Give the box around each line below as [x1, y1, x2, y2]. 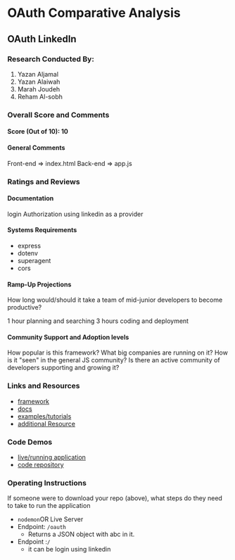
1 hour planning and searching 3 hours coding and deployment [7, 317, 189, 325]
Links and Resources [7, 381, 80, 391]
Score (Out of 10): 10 [7, 127, 68, 136]
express [17, 241, 41, 250]
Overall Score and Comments [7, 110, 110, 120]
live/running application [17, 452, 87, 462]
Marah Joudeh [17, 84, 61, 93]
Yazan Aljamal [17, 70, 58, 78]
